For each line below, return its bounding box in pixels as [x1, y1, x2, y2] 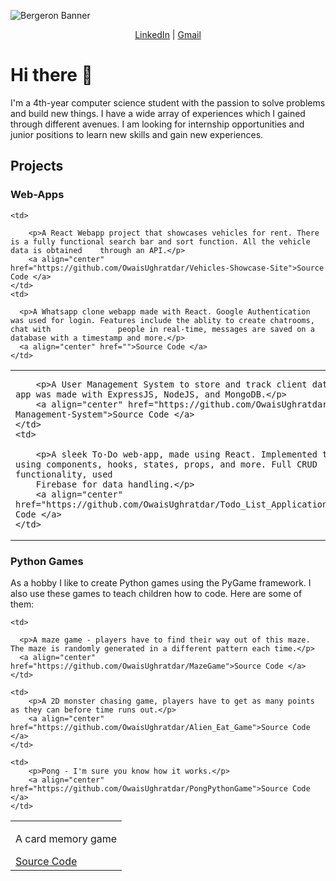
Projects [10, 158, 64, 175]
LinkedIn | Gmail [134, 29, 202, 40]
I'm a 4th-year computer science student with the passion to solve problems [10, 96, 326, 109]
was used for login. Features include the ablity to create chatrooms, [10, 315, 315, 325]
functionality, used [15, 469, 113, 480]
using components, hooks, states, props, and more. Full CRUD [15, 459, 318, 470]
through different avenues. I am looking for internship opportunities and [10, 118, 305, 130]
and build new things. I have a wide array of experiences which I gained [10, 107, 306, 119]
